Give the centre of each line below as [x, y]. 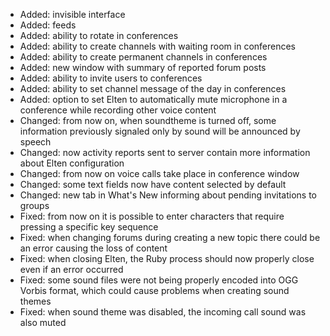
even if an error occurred [71, 269]
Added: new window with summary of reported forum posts [143, 67]
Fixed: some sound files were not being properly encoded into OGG [159, 280]
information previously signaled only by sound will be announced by [160, 131]
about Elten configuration [72, 163]
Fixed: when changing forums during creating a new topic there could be [170, 237]
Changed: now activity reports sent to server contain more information [165, 152]
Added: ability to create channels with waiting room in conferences [158, 46]
